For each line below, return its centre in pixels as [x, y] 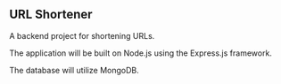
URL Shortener [51, 15]
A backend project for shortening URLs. [82, 35]
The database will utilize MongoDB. [74, 70]
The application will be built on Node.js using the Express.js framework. [140, 53]
